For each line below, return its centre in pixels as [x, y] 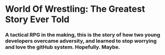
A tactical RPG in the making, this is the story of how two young [83, 35]
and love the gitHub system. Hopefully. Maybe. [62, 47]
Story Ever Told [37, 19]
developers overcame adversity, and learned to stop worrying [81, 41]
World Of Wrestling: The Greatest [75, 9]
